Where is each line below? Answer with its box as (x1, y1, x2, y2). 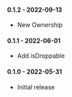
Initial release (16, 83, 55, 91)
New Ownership (16, 21, 63, 29)
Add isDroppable (16, 52, 65, 60)
